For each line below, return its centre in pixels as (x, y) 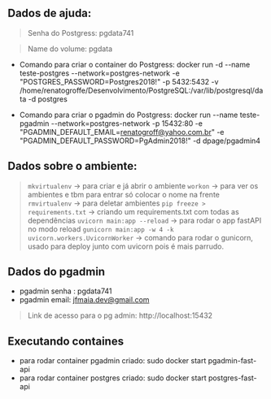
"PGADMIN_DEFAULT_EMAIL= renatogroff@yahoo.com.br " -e (122, 132)
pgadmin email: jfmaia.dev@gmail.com (84, 300)
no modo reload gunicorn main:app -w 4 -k (101, 229)
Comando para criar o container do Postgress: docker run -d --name (135, 64)
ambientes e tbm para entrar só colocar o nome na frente (124, 194)
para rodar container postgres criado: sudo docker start (113, 378)
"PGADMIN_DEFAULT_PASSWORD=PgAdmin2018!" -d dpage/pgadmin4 (140, 141)
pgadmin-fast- (232, 361)
